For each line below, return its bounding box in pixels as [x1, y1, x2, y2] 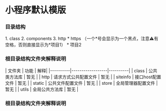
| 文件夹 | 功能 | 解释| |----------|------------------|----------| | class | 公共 [5, 67, 158, 73]
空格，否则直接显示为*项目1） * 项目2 [5, 42, 82, 48]
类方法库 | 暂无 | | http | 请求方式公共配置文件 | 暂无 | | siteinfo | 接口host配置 [5, 74, 162, 80]
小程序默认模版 [5, 4, 66, 16]
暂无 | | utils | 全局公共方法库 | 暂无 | [5, 86, 78, 92]
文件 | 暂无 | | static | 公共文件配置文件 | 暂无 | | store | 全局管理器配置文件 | [5, 80, 158, 86]
